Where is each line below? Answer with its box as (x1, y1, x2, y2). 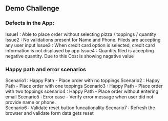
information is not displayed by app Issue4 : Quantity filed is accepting (5, 47, 154, 53)
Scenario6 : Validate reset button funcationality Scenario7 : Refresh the (5, 105, 155, 111)
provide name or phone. (5, 99, 56, 105)
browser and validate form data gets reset (5, 110, 94, 116)
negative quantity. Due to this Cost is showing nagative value (5, 53, 134, 59)
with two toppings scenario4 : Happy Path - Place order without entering (5, 88, 159, 94)
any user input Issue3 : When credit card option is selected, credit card (5, 42, 155, 48)
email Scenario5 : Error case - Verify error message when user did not (5, 93, 154, 99)
